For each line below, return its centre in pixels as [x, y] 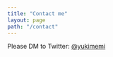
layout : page [26, 20]
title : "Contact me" [38, 14]
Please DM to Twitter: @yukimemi [56, 47]
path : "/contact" [33, 26]
